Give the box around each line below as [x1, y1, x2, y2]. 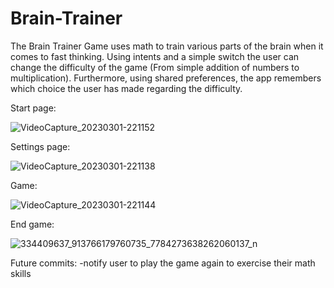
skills [10, 267, 32, 279]
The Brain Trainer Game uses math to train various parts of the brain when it [10, 40, 324, 52]
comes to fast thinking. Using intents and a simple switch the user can [10, 50, 300, 62]
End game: [10, 218, 55, 230]
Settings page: [10, 140, 71, 152]
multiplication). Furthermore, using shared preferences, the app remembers [10, 72, 322, 84]
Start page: [10, 102, 57, 114]
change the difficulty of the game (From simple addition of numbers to [10, 61, 300, 73]
